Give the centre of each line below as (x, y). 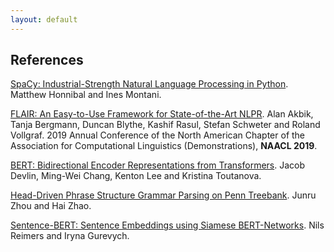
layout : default (44, 19)
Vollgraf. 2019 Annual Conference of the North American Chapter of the (158, 135)
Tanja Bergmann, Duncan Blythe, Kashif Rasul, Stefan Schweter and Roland (165, 125)
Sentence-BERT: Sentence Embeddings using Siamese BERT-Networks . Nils (167, 225)
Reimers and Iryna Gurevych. (70, 236)
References (47, 60)
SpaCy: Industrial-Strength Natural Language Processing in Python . (149, 84)
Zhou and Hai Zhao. (51, 206)
